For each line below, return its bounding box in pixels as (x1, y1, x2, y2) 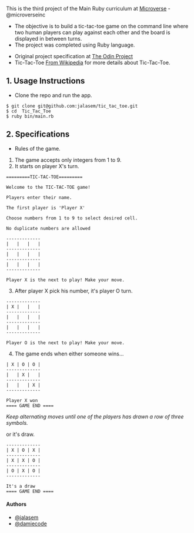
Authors (6, 501, 27, 508)
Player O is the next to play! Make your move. (6, 339, 125, 346)
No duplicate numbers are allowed (6, 225, 91, 231)
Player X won (6, 397, 38, 404)
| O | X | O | (6, 468, 41, 474)
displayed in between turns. (14, 35, 82, 42)
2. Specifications (6, 129, 70, 139)
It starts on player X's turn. (14, 162, 79, 169)
